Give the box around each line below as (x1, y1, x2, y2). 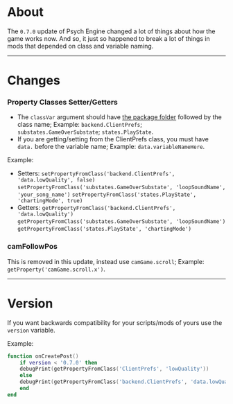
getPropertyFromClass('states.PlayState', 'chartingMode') (17, 226, 192, 233)
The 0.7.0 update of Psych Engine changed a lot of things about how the (7, 27, 216, 35)
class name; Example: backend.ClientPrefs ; (17, 121, 143, 129)
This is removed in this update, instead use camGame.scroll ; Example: (7, 257, 205, 265)
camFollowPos (7, 242, 58, 252)
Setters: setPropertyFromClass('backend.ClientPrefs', (17, 169, 175, 177)
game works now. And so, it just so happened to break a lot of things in (7, 34, 210, 42)
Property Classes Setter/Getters (7, 98, 118, 107)
